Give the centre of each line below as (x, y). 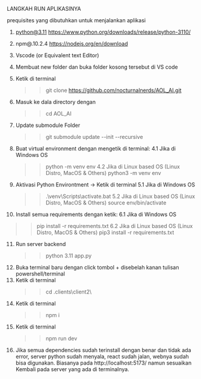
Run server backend (41, 244)
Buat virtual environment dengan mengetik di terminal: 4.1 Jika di (96, 149)
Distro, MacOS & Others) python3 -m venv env (103, 173)
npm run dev (61, 338)
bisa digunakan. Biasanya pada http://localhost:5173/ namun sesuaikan (104, 363)
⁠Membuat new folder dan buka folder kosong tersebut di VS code (97, 67)
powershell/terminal (40, 274)
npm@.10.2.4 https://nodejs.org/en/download (72, 44)
